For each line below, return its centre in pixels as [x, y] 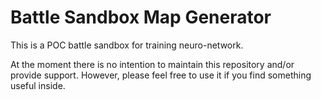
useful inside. [38, 85]
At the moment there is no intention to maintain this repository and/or [152, 64]
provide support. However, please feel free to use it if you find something [161, 75]
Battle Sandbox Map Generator [141, 17]
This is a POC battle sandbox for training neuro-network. [127, 45]
